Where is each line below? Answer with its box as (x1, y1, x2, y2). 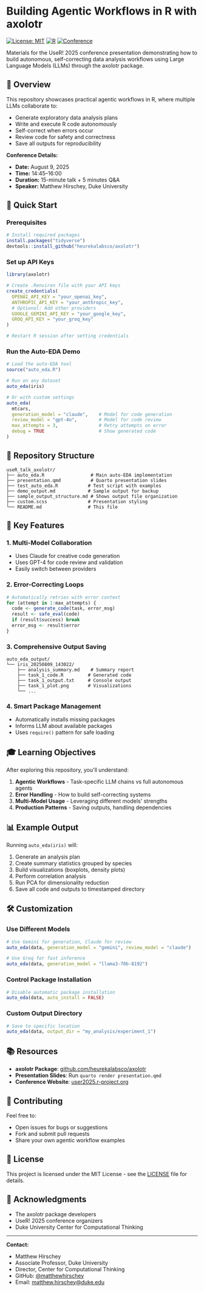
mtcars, (12, 406, 32, 412)
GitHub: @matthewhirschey (15, 1272, 84, 1279)
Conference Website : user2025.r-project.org (15, 1078, 129, 1086)
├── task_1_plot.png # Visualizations (17, 683, 132, 689)
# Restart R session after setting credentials (6, 333, 129, 339)
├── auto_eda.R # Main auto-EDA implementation (6, 472, 172, 478)
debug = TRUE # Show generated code (12, 428, 156, 435)
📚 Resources (6, 1046, 58, 1056)
